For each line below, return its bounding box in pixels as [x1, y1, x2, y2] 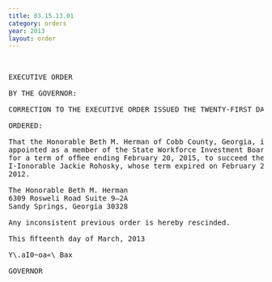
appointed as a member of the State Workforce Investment [8, 145, 244, 154]
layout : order [8, 34, 57, 43]
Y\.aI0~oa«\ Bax [8, 250, 73, 259]
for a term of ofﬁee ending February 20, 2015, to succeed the [8, 154, 265, 162]
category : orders [8, 19, 67, 27]
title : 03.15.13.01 [8, 11, 74, 20]
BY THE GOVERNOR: [8, 89, 77, 98]
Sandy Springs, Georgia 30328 [8, 202, 129, 211]
